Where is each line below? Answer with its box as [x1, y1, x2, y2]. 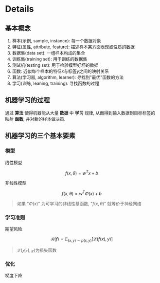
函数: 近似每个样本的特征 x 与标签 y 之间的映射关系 [12, 68, 109, 74]
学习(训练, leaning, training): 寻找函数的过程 [12, 80, 100, 86]
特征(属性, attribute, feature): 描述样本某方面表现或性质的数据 [12, 44, 135, 50]
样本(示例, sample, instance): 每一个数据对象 [12, 38, 101, 43]
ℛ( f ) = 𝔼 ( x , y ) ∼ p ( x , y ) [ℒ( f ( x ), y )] [50, 236, 113, 243]
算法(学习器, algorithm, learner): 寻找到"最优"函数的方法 [12, 75, 124, 80]
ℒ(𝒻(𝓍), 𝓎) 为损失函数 [17, 247, 57, 253]
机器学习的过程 [5, 96, 50, 104]
